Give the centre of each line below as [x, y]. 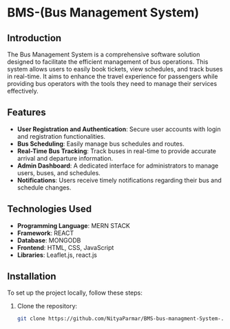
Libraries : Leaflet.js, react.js [57, 255]
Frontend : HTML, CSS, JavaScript [65, 247]
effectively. [23, 91]
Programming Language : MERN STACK [74, 225]
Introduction [34, 38]
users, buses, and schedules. [59, 172]
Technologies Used [49, 209]
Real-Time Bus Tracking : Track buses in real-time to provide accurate [117, 151]
